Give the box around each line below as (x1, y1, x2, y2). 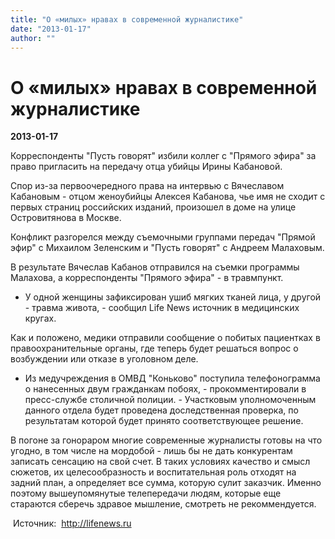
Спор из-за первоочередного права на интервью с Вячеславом (10, 180, 285, 192)
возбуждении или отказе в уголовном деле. (10, 353, 199, 365)
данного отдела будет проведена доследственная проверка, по (24, 404, 299, 416)
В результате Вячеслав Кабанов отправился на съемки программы (10, 261, 300, 273)
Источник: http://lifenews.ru (12, 517, 132, 530)
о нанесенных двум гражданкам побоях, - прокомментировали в (24, 383, 307, 395)
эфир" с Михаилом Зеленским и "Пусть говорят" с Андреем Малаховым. (10, 242, 325, 254)
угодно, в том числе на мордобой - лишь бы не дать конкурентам (10, 445, 293, 457)
